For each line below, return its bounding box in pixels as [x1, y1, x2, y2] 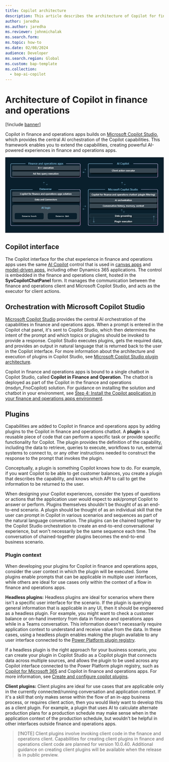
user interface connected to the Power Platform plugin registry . [5, 637, 136, 643]
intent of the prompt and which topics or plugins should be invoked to [5, 332, 149, 338]
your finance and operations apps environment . [5, 395, 104, 401]
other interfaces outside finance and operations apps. [5, 720, 117, 727]
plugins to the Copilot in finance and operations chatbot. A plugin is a [5, 428, 149, 435]
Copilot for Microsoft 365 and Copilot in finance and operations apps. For [5, 668, 157, 674]
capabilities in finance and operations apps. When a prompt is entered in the [5, 321, 163, 327]
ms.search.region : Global [5, 56, 59, 61]
